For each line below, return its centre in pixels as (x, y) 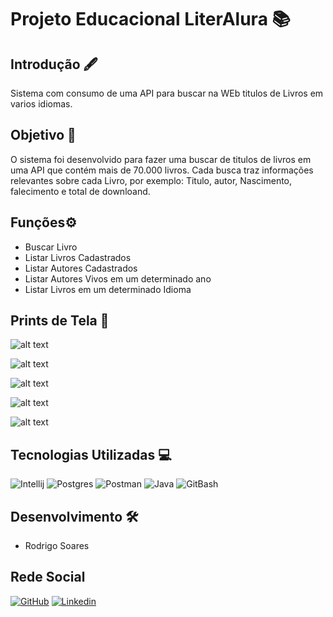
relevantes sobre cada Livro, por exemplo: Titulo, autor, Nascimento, (151, 180)
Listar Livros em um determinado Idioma (108, 289)
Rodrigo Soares (57, 546)
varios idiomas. (41, 104)
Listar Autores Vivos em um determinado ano (118, 278)
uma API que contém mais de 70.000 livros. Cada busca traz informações (162, 170)
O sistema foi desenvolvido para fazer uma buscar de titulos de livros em (161, 159)
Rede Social (48, 577)
